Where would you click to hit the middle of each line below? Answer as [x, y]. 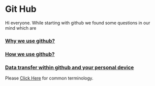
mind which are [21, 28]
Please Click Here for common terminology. [49, 78]
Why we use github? [30, 41]
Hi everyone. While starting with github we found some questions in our [78, 23]
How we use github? [30, 54]
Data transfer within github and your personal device [70, 67]
